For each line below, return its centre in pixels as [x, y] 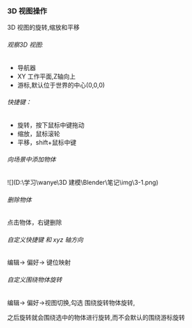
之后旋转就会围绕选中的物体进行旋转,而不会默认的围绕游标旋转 [96, 317]
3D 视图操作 [27, 10]
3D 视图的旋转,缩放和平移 [43, 27]
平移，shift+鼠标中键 [47, 142]
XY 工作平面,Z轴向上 [46, 76]
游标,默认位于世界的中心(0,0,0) [61, 85]
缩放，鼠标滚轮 [38, 133]
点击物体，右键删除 [35, 222]
